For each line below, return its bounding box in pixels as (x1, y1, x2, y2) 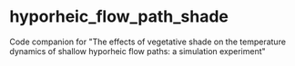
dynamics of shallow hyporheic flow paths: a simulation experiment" (9, 45, 266, 56)
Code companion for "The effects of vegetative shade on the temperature (9, 36, 287, 47)
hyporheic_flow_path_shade (9, 6, 229, 27)
